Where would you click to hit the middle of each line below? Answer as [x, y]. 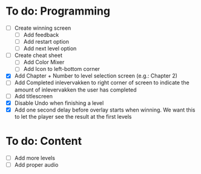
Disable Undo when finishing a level [59, 103]
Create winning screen [43, 28]
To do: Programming [58, 11]
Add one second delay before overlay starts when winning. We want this [105, 110]
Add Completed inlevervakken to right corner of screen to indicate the [102, 82]
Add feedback [41, 35]
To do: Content [44, 141]
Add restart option [46, 42]
